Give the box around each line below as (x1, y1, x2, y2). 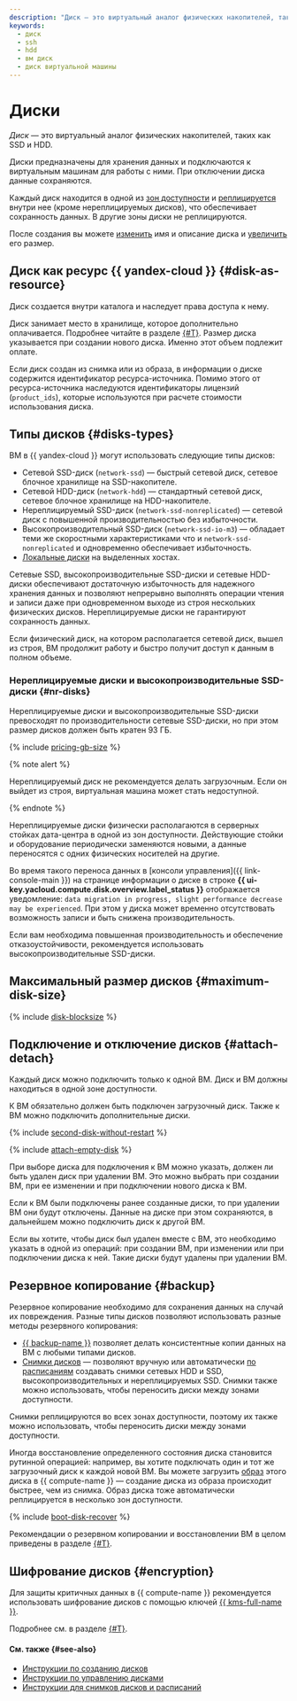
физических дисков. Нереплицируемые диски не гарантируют (9, 607, 247, 617)
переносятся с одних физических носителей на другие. (9, 848, 220, 858)
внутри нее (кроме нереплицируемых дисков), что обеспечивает (9, 201, 257, 213)
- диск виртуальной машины (17, 63, 117, 72)
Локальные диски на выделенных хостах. (21, 552, 180, 563)
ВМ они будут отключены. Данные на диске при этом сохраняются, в (9, 1207, 274, 1218)
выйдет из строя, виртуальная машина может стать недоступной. (9, 785, 259, 796)
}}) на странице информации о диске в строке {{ (61, 874, 246, 885)
